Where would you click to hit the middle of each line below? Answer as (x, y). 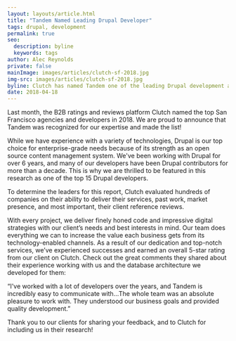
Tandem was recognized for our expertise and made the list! (94, 127)
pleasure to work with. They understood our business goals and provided (113, 301)
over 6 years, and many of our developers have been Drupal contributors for (118, 163)
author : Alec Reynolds (40, 60)
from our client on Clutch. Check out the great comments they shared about (117, 258)
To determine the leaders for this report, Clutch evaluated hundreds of (109, 192)
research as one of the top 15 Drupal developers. (78, 178)
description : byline (44, 46)
